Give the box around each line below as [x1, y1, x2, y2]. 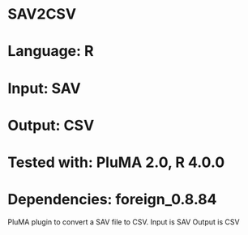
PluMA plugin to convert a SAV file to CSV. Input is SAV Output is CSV [7, 216, 240, 227]
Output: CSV [7, 116, 95, 135]
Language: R [7, 42, 94, 61]
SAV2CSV [7, 5, 77, 23]
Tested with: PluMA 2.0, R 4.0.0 [7, 153, 225, 171]
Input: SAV [7, 79, 82, 97]
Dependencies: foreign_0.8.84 [7, 190, 217, 209]
